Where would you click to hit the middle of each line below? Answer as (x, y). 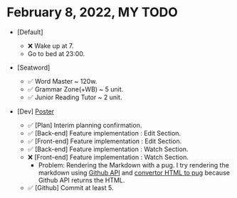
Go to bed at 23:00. (56, 53)
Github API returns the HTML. (81, 180)
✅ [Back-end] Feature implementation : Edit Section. (104, 133)
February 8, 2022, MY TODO (93, 12)
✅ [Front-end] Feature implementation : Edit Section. (105, 141)
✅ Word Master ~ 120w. (62, 81)
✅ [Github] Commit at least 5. (70, 187)
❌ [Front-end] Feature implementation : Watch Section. (108, 157)
